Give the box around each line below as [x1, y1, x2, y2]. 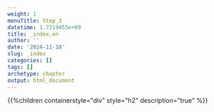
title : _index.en [7, 30, 59, 38]
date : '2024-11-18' [7, 44, 66, 51]
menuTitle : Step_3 [7, 17, 62, 24]
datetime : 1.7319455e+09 [7, 24, 81, 31]
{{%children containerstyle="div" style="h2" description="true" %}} [7, 96, 208, 105]
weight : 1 [7, 10, 37, 18]
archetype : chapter [7, 70, 66, 77]
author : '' [7, 37, 40, 44]
